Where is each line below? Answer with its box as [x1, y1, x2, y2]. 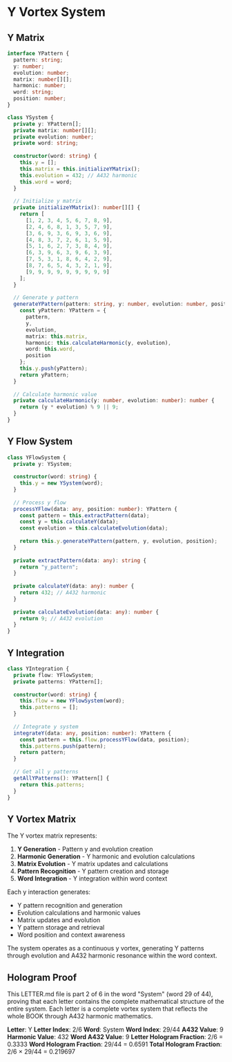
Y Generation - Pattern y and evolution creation [17, 845, 153, 854]
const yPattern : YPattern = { [19, 307, 107, 314]
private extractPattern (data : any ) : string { [13, 557, 147, 564]
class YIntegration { [7, 665, 70, 672]
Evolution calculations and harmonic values [17, 908, 141, 917]
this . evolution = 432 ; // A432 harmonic [19, 172, 137, 179]
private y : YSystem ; [13, 460, 72, 467]
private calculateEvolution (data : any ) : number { [13, 609, 159, 615]
